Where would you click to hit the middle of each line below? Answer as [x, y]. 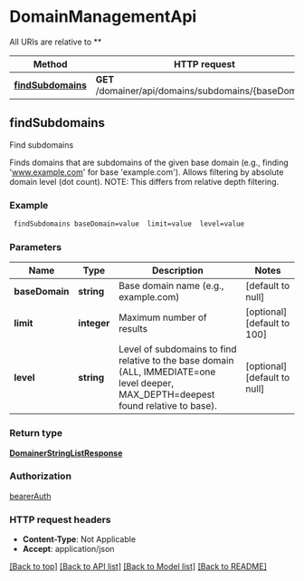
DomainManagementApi [103, 17]
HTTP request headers [60, 519]
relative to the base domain [176, 361]
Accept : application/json [68, 549]
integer [94, 324]
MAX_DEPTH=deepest [167, 394]
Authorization [41, 476]
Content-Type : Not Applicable [79, 539]
